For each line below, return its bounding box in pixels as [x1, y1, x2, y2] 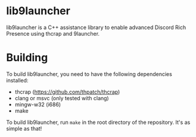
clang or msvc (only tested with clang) [14, 94, 109, 101]
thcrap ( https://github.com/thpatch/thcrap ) [14, 88, 120, 95]
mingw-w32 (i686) [14, 101, 61, 108]
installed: [6, 77, 29, 84]
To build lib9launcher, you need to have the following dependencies [6, 70, 173, 78]
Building [6, 51, 48, 65]
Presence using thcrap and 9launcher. [6, 30, 100, 37]
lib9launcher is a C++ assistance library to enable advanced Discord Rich [6, 24, 186, 31]
